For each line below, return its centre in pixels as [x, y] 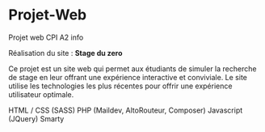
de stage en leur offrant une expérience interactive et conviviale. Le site [128, 77]
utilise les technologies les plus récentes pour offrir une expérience [120, 86]
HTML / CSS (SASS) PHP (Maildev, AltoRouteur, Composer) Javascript [126, 110]
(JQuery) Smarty [36, 118]
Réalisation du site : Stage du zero [65, 53]
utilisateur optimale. [41, 94]
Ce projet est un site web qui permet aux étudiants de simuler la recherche [132, 68]
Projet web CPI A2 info [46, 37]
